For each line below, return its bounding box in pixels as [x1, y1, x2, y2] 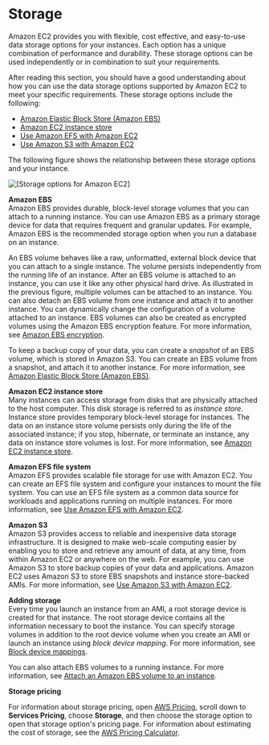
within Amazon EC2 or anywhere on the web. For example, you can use [8, 554, 245, 563]
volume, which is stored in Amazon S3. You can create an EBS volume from [8, 354, 258, 363]
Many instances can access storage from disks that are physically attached [8, 395, 259, 404]
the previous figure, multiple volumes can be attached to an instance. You [8, 287, 252, 297]
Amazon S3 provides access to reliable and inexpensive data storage [8, 528, 237, 538]
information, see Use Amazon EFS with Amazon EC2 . [8, 504, 184, 514]
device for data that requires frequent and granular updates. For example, [8, 220, 252, 230]
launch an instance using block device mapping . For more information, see [8, 638, 255, 648]
